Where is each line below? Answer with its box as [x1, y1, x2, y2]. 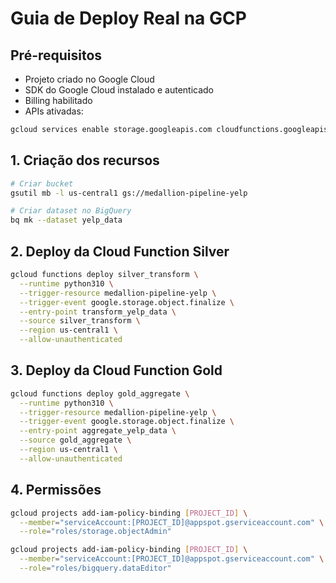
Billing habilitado [24, 95, 93, 106]
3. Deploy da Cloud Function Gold [10, 362, 223, 379]
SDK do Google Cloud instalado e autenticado [24, 84, 215, 96]
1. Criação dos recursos [10, 152, 160, 169]
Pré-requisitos [10, 47, 103, 64]
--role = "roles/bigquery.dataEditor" [19, 563, 172, 573]
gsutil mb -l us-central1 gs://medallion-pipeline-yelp [10, 188, 248, 198]
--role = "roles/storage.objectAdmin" [19, 527, 172, 537]
